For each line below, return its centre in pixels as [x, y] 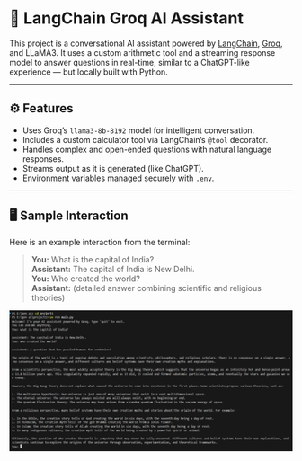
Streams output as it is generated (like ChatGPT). [113, 168]
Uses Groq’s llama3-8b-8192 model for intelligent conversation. [138, 130]
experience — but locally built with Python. [89, 72]
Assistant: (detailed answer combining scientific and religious [147, 288]
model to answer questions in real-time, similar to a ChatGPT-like [129, 62]
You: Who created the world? [86, 279]
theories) [48, 297]
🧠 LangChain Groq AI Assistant [127, 18]
